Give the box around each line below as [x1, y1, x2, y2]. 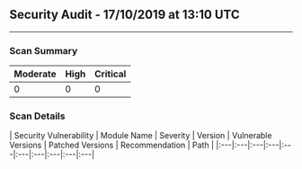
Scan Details [9, 110, 66, 122]
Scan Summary [9, 44, 78, 57]
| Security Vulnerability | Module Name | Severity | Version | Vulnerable [9, 130, 272, 141]
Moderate [13, 67, 57, 80]
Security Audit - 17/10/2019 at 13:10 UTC [9, 7, 240, 22]
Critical [93, 67, 127, 80]
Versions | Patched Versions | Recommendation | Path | [9, 139, 214, 151]
